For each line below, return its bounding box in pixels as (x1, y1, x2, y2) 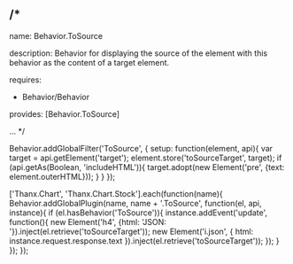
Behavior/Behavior (21, 91, 90, 102)
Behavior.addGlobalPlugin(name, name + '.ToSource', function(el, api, (9, 198, 263, 208)
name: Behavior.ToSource (9, 30, 104, 41)
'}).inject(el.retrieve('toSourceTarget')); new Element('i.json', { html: (9, 226, 254, 237)
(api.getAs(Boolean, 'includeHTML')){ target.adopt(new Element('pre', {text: (9, 161, 285, 172)
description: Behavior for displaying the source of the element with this (9, 48, 268, 58)
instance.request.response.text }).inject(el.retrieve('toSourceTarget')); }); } (9, 235, 280, 246)
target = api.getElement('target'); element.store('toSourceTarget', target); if (9, 152, 282, 163)
